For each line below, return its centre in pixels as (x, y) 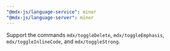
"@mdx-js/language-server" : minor (50, 18)
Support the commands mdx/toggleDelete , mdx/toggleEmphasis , (85, 35)
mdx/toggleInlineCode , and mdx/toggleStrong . (63, 41)
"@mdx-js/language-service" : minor (51, 12)
